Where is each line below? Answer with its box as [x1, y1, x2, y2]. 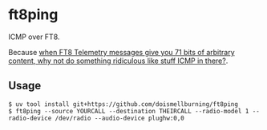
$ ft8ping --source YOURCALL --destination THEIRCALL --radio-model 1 [8, 107, 249, 115]
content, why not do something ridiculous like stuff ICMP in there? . [8, 56, 229, 65]
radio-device [8, 114, 52, 122]
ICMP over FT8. [8, 32, 60, 41]
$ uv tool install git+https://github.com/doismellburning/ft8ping [8, 100, 239, 108]
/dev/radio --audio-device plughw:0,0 [55, 114, 184, 122]
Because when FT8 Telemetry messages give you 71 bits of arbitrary [8, 47, 235, 57]
